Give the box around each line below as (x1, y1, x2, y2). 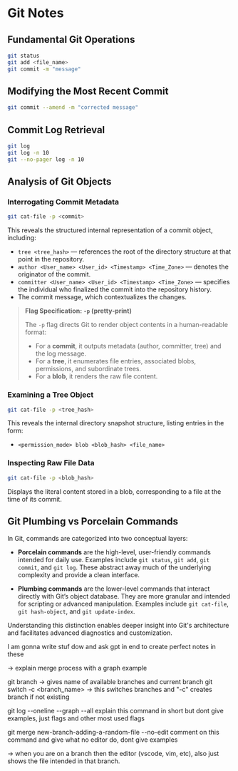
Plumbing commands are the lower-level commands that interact (17, 584, 210, 593)
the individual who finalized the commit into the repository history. (17, 285, 212, 294)
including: (7, 234, 37, 242)
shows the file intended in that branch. (7, 757, 120, 765)
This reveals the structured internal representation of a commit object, (7, 226, 213, 234)
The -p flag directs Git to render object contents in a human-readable (24, 321, 228, 329)
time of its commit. (7, 495, 62, 503)
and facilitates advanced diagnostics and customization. (7, 628, 173, 637)
